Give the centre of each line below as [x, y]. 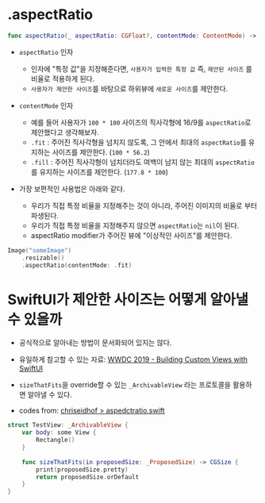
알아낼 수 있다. [50, 395]
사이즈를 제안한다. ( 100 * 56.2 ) [101, 152]
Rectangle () [56, 440]
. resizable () [43, 258]
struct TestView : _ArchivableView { [68, 425]
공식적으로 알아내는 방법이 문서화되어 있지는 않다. [95, 343]
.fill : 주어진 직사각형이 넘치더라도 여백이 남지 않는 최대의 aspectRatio [142, 162]
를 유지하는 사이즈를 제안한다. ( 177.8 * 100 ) [99, 171]
